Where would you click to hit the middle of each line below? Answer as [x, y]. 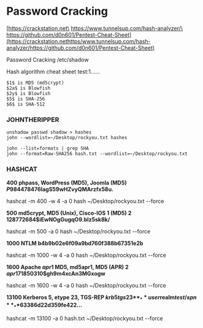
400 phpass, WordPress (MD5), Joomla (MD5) [67, 183]
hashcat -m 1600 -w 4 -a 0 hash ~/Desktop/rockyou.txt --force [86, 285]
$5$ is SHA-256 [26, 99]
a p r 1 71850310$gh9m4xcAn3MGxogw [56, 273]
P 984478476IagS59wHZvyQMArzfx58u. [60, 189]
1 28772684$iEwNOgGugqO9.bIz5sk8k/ [58, 219]
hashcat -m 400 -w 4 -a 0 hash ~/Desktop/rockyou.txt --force [85, 201]
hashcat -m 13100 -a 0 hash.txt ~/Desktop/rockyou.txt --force [85, 318]
